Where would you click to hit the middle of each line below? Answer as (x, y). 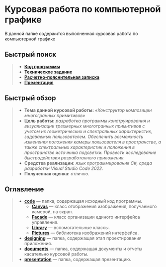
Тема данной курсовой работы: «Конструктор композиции (88, 110)
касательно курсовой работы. (56, 254)
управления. (45, 222)
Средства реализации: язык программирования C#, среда (88, 163)
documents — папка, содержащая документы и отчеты (83, 249)
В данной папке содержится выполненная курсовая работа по (71, 33)
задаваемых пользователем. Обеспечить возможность (84, 136)
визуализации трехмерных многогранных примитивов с (84, 126)
